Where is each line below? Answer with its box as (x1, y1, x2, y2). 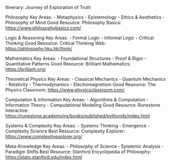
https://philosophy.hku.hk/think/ (5, 46, 72, 51)
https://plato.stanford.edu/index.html (5, 154, 82, 160)
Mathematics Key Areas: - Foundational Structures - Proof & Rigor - (5, 55, 147, 61)
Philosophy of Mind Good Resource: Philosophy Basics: (5, 20, 122, 25)
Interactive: (5, 108, 29, 113)
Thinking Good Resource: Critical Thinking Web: (5, 40, 106, 46)
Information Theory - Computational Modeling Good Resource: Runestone (5, 102, 160, 108)
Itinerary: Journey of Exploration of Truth (5, 5, 91, 10)
